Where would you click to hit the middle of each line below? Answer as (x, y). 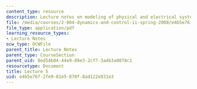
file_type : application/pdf (40, 28)
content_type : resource (35, 11)
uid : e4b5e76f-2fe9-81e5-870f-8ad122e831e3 (60, 77)
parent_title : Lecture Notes (42, 50)
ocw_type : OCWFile (28, 44)
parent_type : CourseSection (40, 55)
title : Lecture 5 (27, 71)
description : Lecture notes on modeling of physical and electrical (91, 17)
